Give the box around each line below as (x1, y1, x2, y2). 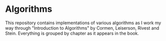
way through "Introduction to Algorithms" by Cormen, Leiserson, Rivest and (5, 25, 160, 31)
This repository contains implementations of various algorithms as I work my (5, 20, 162, 26)
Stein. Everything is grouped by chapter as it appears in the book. (5, 30, 139, 36)
